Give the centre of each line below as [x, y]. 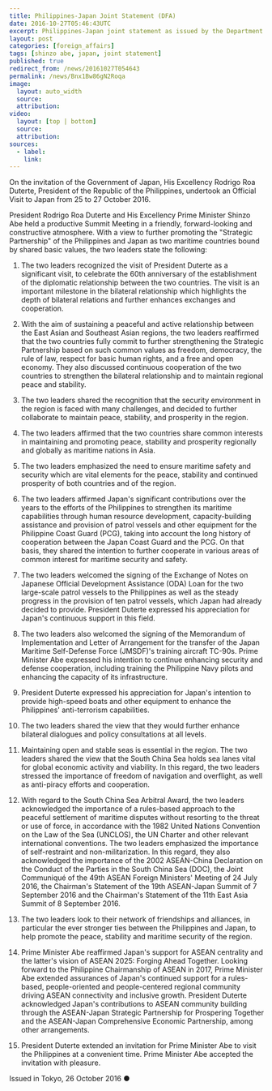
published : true [36, 62]
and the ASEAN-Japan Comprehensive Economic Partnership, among [137, 1021]
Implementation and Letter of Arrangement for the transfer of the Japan [140, 642]
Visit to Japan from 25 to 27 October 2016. [80, 200]
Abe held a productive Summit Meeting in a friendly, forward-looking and [131, 224]
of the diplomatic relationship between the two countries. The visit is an [140, 283]
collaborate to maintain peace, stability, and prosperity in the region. [135, 418]
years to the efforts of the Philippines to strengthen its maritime [126, 508]
